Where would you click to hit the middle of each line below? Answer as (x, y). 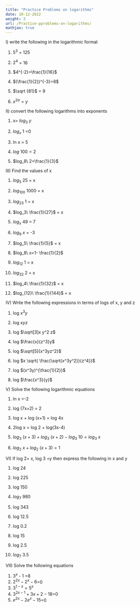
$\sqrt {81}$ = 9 (29, 91)
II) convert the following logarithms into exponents (56, 111)
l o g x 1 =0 (22, 132)
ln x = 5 (20, 142)
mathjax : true (20, 28)
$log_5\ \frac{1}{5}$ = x (37, 243)
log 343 (21, 507)
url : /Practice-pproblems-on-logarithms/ (49, 23)
